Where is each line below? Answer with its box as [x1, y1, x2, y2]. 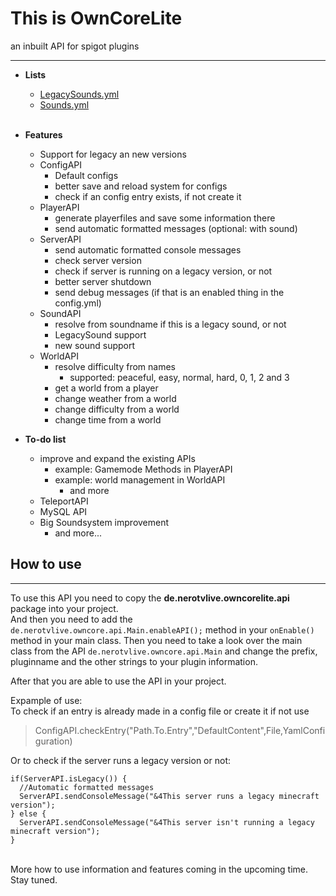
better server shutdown [54, 275, 152, 287]
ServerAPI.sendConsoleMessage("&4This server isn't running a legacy [19, 817, 315, 827]
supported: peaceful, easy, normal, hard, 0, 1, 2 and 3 [69, 371, 290, 383]
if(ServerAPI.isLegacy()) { [10, 773, 128, 784]
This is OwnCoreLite [10, 7, 183, 30]
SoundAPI [39, 307, 82, 319]
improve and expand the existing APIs [39, 452, 196, 464]
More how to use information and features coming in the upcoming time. [10, 863, 309, 875]
